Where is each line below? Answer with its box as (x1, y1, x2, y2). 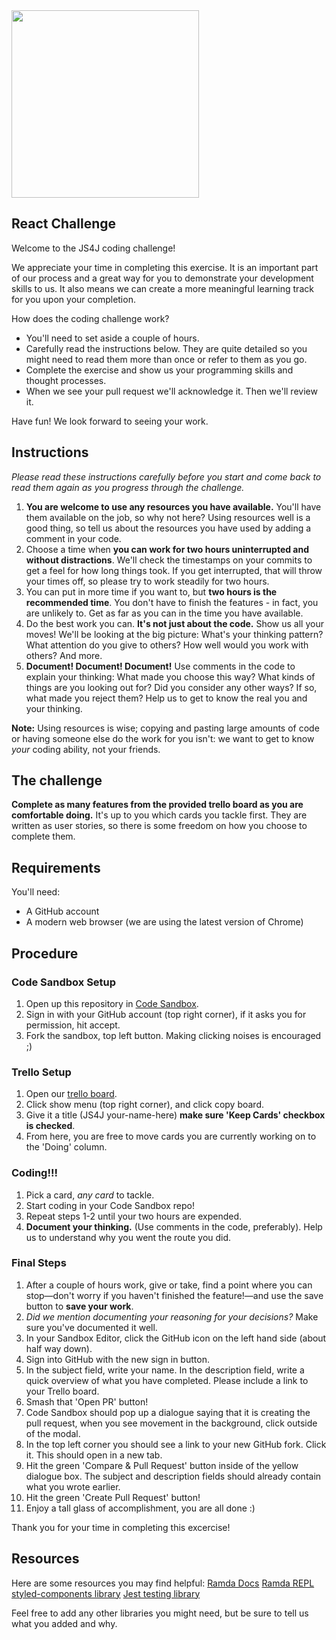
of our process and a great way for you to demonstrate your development (11, 272, 314, 284)
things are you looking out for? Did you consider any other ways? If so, (25, 681, 318, 693)
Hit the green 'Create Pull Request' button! (25, 1491, 201, 1503)
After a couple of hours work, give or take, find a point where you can (25, 1279, 313, 1291)
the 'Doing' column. (25, 1141, 108, 1153)
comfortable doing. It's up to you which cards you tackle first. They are (11, 809, 308, 821)
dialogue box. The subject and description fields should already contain (25, 1470, 322, 1482)
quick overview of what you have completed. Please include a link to (25, 1374, 309, 1386)
